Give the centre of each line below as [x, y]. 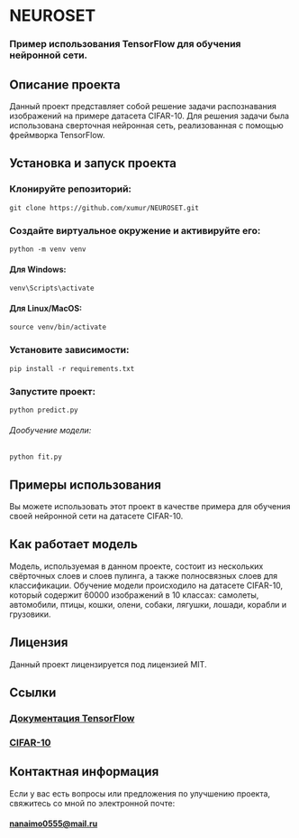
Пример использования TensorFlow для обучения [125, 44]
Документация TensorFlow [72, 718]
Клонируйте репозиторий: [71, 189]
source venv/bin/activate [58, 327]
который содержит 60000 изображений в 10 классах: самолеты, [134, 595]
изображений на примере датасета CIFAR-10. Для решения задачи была [149, 116]
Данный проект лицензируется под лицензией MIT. [108, 664]
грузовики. [30, 614]
